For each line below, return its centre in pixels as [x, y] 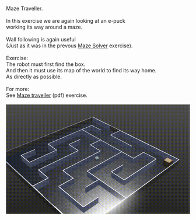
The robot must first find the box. [46, 64]
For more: [18, 89]
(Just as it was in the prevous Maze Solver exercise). [69, 46]
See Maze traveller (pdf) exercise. [47, 95]
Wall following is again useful [41, 39]
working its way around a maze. [44, 27]
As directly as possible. [34, 76]
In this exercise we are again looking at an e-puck [66, 21]
